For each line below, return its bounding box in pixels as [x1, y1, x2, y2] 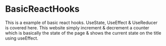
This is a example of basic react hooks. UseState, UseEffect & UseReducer [5, 20, 158, 25]
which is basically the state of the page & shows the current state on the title [5, 30, 162, 36]
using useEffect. [5, 35, 39, 41]
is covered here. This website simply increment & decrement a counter [5, 24, 150, 30]
